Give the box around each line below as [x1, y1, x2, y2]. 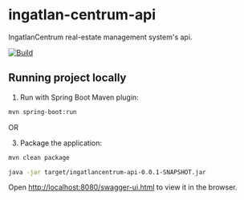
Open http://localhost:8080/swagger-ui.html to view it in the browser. [8, 182, 238, 192]
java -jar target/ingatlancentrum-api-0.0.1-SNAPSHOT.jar [8, 168, 206, 176]
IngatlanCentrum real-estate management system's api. [8, 32, 193, 42]
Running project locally [8, 71, 127, 85]
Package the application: [19, 138, 103, 148]
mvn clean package [8, 153, 70, 161]
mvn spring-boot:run [8, 108, 78, 116]
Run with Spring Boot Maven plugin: [19, 92, 139, 102]
